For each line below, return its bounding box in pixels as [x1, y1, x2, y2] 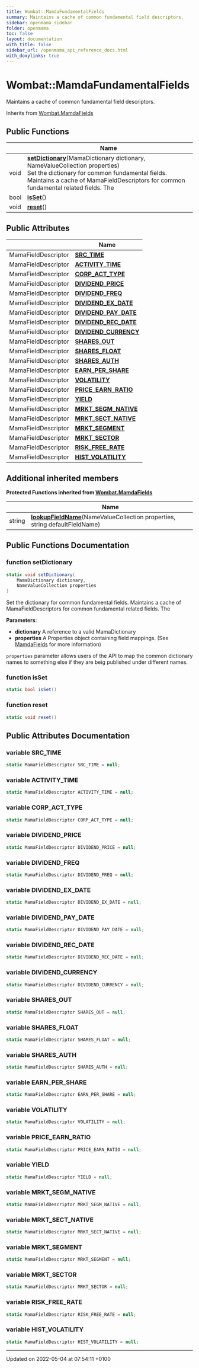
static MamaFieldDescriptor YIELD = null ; [6, 1174, 113, 1180]
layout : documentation [6, 36, 62, 42]
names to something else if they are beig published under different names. [6, 659, 188, 666]
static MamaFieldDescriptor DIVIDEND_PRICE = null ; [6, 844, 136, 851]
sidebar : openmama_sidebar [6, 20, 73, 25]
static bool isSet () [6, 687, 57, 693]
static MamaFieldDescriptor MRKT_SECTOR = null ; [6, 1284, 129, 1290]
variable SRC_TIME [6, 748, 62, 756]
